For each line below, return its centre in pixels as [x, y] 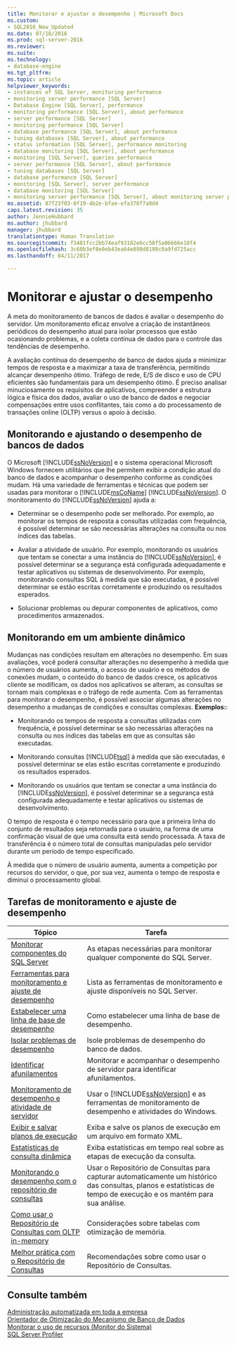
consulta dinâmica [41, 1156]
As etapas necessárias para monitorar [150, 949]
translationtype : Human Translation [61, 236]
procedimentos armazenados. [61, 615]
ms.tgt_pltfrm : [29, 72]
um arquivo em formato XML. [135, 1136]
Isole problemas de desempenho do [146, 1040]
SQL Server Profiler [35, 1334]
